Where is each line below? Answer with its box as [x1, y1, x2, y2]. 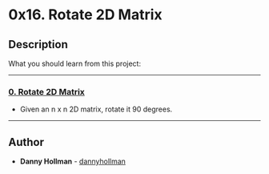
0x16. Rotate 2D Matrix [8, 6, 163, 24]
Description [8, 38, 68, 51]
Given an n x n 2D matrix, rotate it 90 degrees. [19, 104, 173, 114]
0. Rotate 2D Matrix [8, 86, 86, 97]
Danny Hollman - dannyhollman [19, 156, 126, 166]
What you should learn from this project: [8, 59, 142, 68]
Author [8, 135, 44, 149]
